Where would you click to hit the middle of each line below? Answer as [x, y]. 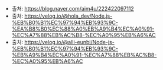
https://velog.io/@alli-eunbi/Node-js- [70, 42]
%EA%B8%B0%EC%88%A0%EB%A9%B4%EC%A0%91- [83, 29]
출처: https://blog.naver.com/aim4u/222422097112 [73, 9]
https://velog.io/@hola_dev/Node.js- [69, 16]
